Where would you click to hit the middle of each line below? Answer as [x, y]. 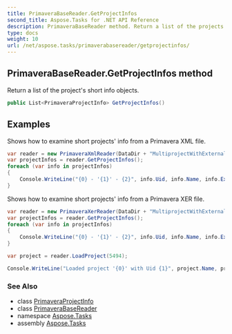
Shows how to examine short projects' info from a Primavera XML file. [106, 141]
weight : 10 [23, 39]
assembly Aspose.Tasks [51, 323]
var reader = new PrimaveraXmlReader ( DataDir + [77, 154]
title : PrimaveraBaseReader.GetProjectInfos [72, 13]
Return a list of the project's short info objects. [73, 90]
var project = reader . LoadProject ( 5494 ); [68, 256]
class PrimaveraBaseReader [57, 308]
